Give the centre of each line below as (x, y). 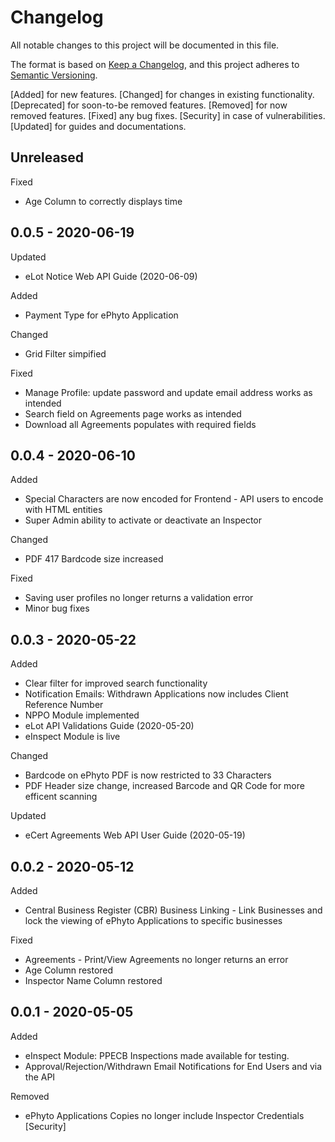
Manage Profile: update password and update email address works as (168, 392)
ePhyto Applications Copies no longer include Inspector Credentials (164, 1115)
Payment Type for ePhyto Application (101, 315)
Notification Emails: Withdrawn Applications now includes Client (156, 694)
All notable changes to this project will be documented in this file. (145, 45)
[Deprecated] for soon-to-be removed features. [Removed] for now (149, 105)
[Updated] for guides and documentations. (98, 126)
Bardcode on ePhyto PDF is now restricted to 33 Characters (148, 775)
